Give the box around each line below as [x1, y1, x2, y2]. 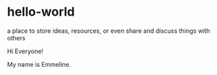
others [7, 33, 26, 42]
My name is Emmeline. [7, 60, 71, 68]
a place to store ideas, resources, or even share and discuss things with [7, 27, 211, 35]
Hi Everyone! [7, 47, 43, 55]
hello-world [7, 4, 76, 20]
